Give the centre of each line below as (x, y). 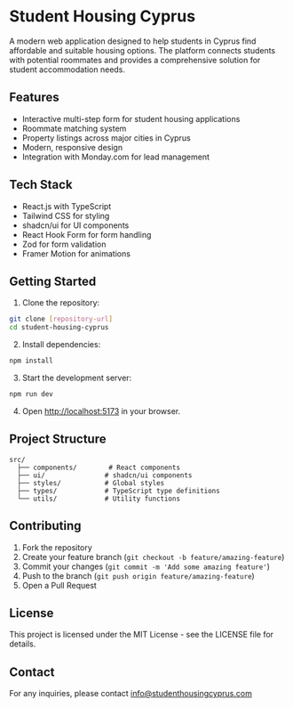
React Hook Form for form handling (87, 234)
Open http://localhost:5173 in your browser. (101, 410)
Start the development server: (77, 378)
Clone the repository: (61, 303)
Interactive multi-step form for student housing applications (131, 118)
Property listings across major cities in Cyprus (106, 138)
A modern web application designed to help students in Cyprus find (133, 41)
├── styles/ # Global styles (91, 483)
